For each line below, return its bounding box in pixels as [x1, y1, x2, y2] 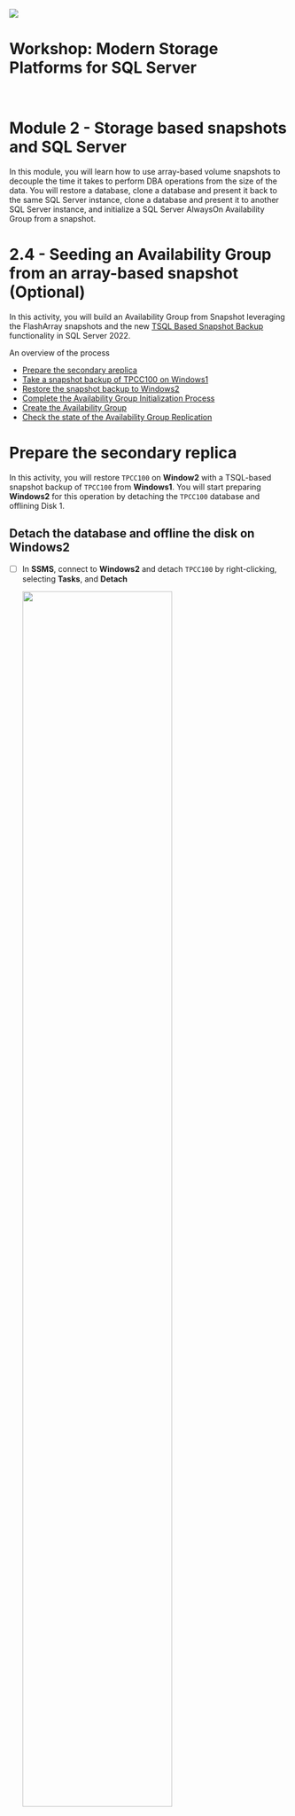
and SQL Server [9, 137, 127, 157]
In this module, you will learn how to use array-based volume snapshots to [9, 166, 281, 176]
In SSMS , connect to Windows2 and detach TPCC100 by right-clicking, [21, 563, 277, 574]
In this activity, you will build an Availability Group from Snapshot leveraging [9, 311, 285, 322]
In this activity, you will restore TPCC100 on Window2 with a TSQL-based [9, 472, 272, 482]
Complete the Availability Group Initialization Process [21, 393, 215, 403]
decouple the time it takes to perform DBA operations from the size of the [9, 176, 277, 186]
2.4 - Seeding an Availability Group [9, 245, 272, 265]
